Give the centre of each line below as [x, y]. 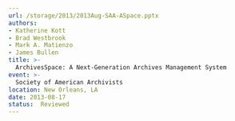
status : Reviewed [39, 104]
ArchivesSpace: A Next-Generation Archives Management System [121, 68]
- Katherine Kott [37, 30]
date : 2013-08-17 [37, 97]
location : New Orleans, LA [53, 90]
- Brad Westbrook [37, 38]
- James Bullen [34, 53]
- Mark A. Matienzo [41, 45]
